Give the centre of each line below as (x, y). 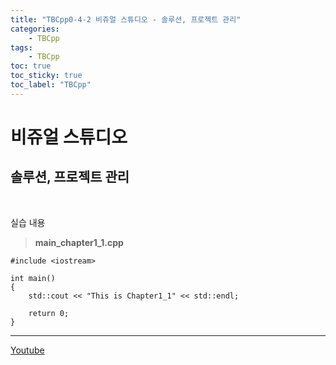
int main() (33, 278)
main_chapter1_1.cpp (79, 242)
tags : (21, 47)
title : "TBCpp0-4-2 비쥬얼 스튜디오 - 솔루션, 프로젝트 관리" (126, 19)
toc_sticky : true (46, 76)
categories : (35, 29)
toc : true (31, 66)
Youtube (27, 350)
